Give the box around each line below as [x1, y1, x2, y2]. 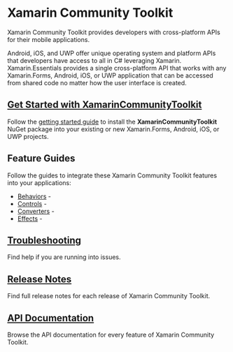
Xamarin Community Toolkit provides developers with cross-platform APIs [7, 28, 220, 36]
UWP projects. [7, 132, 49, 140]
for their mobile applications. [7, 35, 90, 43]
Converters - [17, 207, 55, 215]
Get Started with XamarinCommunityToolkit [7, 99, 202, 111]
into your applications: [7, 178, 71, 186]
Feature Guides [7, 152, 76, 165]
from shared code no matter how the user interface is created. [7, 78, 187, 87]
